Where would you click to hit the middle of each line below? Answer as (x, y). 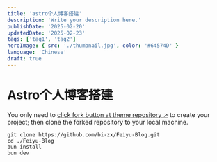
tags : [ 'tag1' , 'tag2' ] (42, 39)
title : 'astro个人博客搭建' (45, 13)
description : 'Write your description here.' (74, 20)
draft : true (24, 59)
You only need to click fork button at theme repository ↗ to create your (108, 114)
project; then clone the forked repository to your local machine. (98, 122)
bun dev (18, 153)
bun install (24, 147)
